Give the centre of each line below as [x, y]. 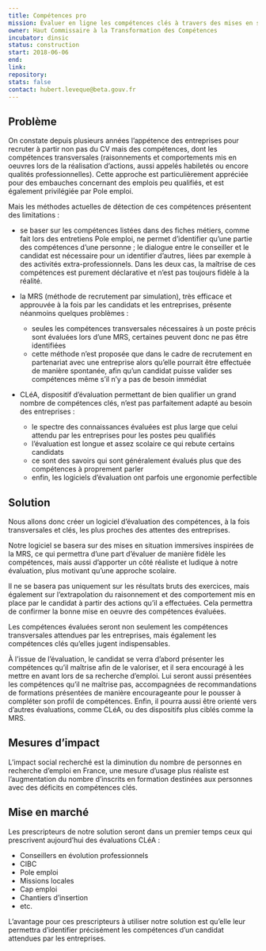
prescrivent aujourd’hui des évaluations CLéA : [84, 840]
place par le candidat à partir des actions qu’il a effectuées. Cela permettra [131, 603]
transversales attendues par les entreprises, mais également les [112, 635]
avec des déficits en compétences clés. [73, 787]
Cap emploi [38, 889]
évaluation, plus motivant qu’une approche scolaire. [92, 571]
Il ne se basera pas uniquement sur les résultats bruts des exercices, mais [129, 586]
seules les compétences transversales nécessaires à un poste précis [144, 329]
